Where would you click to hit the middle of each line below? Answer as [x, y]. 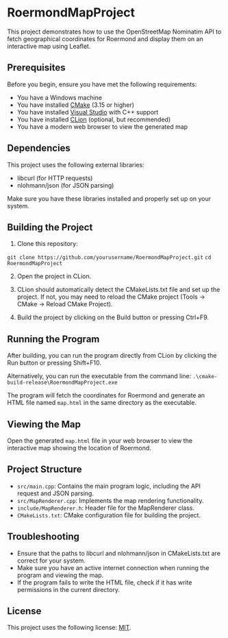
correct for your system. [51, 561]
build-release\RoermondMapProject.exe [62, 383]
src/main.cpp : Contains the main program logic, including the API [109, 486]
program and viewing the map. [60, 575]
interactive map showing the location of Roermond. [79, 448]
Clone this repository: [47, 244]
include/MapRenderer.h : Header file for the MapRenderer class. [106, 508]
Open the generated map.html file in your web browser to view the [100, 441]
